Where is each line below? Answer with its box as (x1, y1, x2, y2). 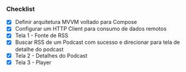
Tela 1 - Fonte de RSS (14, 32, 68, 39)
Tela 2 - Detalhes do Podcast (14, 52, 88, 59)
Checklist (6, 5, 35, 13)
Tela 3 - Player (14, 59, 52, 66)
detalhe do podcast (14, 46, 64, 53)
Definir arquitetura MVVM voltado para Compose (14, 19, 137, 26)
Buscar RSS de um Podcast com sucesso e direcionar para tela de (14, 38, 180, 46)
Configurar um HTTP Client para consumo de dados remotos (14, 25, 167, 32)
